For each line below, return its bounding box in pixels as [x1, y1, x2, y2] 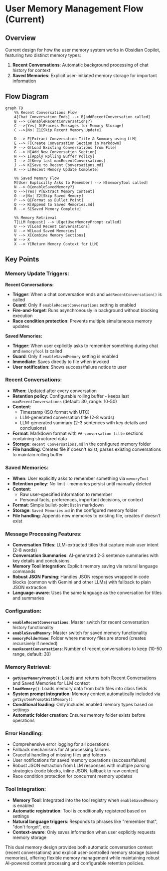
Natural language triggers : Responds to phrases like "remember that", [12, 818, 158, 824]
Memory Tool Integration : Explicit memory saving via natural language [12, 563, 158, 569]
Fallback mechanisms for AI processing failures [12, 747, 110, 753]
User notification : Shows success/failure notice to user [12, 364, 127, 370]
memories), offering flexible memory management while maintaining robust [5, 854, 160, 860]
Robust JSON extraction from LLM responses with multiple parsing [12, 762, 150, 769]
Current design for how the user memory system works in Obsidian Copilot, [5, 47, 161, 53]
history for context [12, 67, 51, 73]
